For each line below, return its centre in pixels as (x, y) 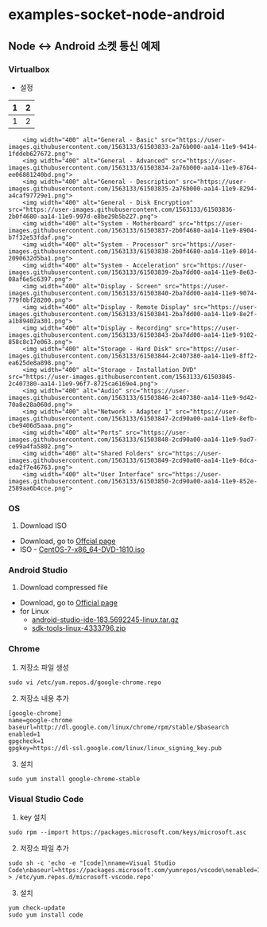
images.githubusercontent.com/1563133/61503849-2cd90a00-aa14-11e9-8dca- (133, 460)
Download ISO (43, 526)
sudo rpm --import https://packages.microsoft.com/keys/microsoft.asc (128, 833)
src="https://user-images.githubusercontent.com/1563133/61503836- (122, 209)
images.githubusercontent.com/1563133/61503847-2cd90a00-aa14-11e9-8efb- (133, 419)
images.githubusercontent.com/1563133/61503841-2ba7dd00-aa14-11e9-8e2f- (133, 314)
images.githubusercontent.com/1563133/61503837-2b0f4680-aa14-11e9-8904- (133, 230)
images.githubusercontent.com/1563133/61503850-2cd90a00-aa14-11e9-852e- (133, 481)
